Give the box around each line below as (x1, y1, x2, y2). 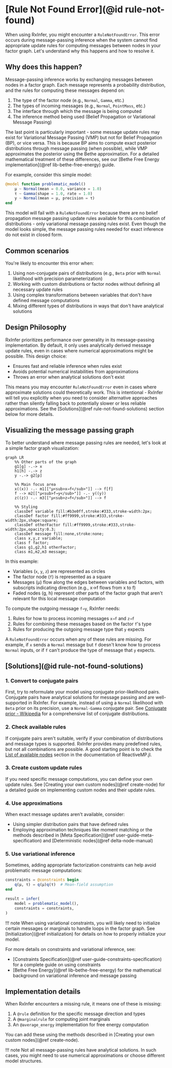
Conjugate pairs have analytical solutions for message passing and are (5, 694, 155, 701)
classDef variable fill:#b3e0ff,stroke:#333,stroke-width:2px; (14, 509, 153, 514)
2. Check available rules (5, 723, 67, 730)
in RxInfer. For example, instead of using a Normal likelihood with (28, 700, 164, 706)
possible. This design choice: (5, 353, 67, 359)
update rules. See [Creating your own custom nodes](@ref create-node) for (5, 781, 165, 787)
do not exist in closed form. (5, 232, 63, 238)
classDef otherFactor (14, 522, 60, 527)
